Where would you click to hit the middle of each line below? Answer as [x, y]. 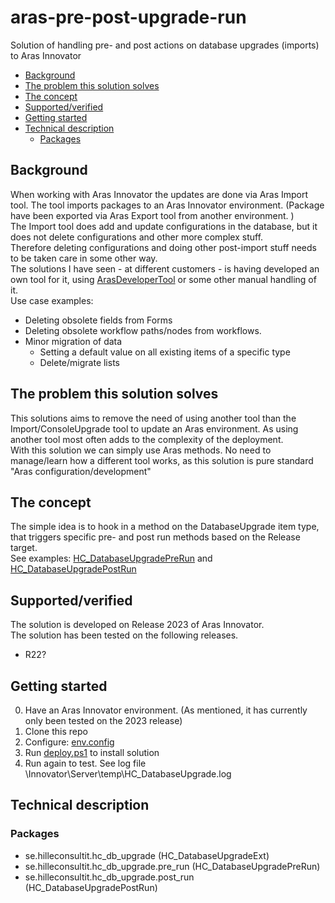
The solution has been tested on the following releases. [124, 635]
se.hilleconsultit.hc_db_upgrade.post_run [109, 877]
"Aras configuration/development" [81, 471]
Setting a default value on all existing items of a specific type [165, 352]
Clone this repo [56, 731]
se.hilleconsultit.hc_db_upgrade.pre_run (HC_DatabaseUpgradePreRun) [172, 866]
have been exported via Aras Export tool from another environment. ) [152, 215]
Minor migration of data [73, 341]
